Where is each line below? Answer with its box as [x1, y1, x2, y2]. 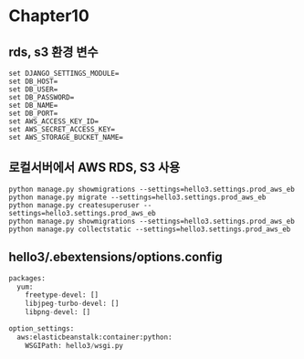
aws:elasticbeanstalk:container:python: [16, 333, 173, 342]
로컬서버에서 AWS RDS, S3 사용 [8, 160, 181, 175]
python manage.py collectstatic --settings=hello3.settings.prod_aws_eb [8, 225, 291, 234]
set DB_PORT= [8, 109, 58, 118]
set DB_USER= [8, 85, 58, 94]
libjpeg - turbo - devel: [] [25, 299, 120, 309]
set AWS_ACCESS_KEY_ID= [8, 117, 100, 126]
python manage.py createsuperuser [8, 200, 141, 210]
